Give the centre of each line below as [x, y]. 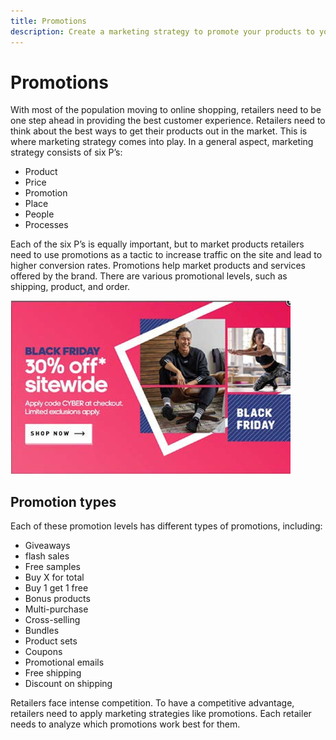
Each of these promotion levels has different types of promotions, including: [166, 526]
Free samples [52, 567]
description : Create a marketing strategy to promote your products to [162, 31]
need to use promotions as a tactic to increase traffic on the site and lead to [166, 255]
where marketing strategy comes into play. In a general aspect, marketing [162, 142]
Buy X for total [54, 577]
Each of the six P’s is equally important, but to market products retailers [157, 244]
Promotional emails [64, 662]
